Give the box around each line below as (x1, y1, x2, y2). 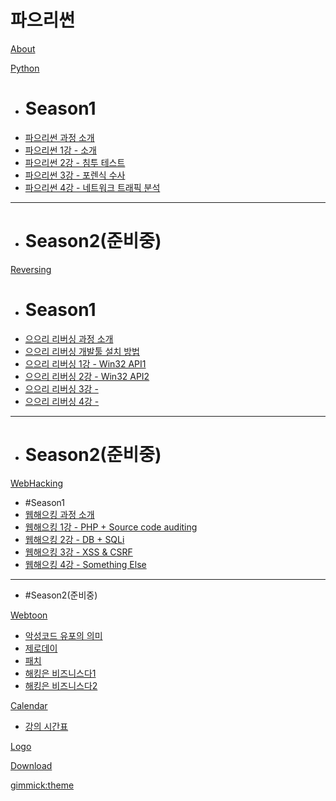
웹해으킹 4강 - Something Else (24, 558, 147, 570)
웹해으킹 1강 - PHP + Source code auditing (24, 521, 198, 533)
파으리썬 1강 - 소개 (24, 144, 97, 156)
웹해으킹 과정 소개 (24, 508, 95, 520)
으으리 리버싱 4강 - (24, 395, 100, 407)
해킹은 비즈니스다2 (24, 679, 98, 691)
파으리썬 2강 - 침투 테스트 (24, 156, 126, 168)
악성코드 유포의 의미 (24, 629, 103, 641)
